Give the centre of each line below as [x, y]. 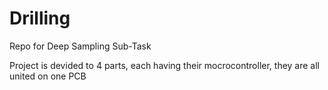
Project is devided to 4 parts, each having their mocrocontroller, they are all [164, 65]
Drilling [40, 18]
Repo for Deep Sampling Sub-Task [80, 46]
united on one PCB [48, 76]
